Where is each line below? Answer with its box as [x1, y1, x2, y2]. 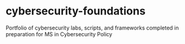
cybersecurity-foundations [5, 4, 146, 18]
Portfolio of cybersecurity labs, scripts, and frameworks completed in [5, 24, 180, 31]
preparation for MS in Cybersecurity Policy [5, 30, 113, 37]
